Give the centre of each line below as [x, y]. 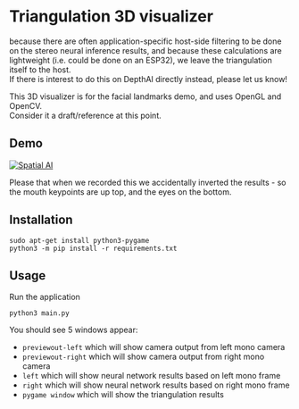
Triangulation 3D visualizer [112, 17]
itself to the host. [40, 70]
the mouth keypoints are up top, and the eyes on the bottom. [120, 192]
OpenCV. [26, 105]
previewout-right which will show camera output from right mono [143, 357]
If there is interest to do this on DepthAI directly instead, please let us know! [149, 79]
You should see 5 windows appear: [74, 330]
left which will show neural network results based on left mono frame [151, 376]
